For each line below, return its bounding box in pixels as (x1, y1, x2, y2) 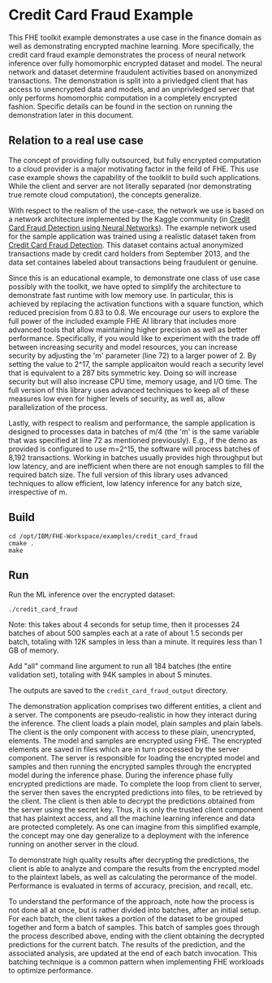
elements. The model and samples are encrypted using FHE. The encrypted (8, 736, 262, 746)
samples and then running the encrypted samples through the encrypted (8, 761, 252, 772)
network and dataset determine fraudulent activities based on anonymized (8, 67, 258, 76)
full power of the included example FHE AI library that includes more (8, 316, 237, 326)
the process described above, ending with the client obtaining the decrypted (8, 931, 265, 941)
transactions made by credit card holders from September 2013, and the (8, 248, 250, 258)
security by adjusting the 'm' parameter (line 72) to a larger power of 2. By (8, 351, 257, 360)
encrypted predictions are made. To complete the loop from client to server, (8, 779, 262, 789)
